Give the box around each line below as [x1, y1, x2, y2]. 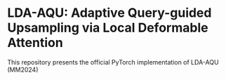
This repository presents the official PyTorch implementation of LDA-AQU [7, 58, 219, 66]
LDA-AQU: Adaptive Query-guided [7, 5, 212, 21]
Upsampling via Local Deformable [7, 20, 208, 36]
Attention [7, 35, 63, 51]
